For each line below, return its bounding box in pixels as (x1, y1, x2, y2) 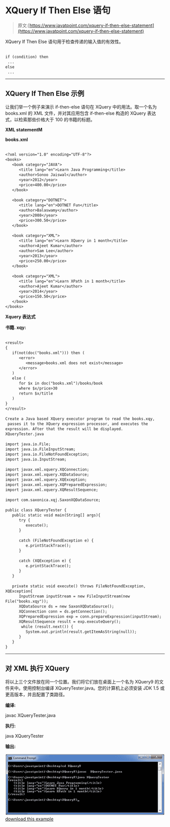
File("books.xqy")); (5, 599, 49, 604)
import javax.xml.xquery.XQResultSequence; (5, 487, 99, 492)
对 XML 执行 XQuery (5, 664, 70, 673)
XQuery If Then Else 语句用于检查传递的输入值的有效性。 (5, 39, 124, 45)
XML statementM (5, 126, 43, 132)
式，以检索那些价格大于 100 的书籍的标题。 (5, 116, 95, 122)
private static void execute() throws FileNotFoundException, (12, 584, 146, 589)
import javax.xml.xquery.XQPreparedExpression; (5, 482, 108, 487)
